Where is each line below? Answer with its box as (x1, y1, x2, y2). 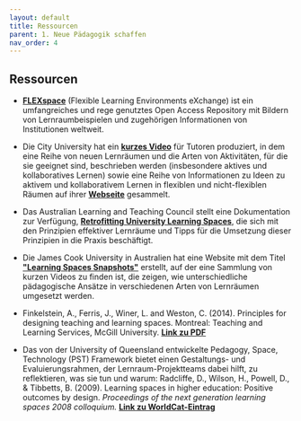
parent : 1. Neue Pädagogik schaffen (9, 30, 146, 39)
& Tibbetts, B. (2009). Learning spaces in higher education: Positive (22, 382, 274, 393)
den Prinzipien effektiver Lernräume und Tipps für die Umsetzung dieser (22, 225, 292, 236)
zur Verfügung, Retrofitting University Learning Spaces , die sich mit (22, 216, 279, 227)
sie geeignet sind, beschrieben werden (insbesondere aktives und (22, 161, 268, 171)
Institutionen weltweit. (22, 124, 105, 135)
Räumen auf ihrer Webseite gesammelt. (22, 189, 171, 200)
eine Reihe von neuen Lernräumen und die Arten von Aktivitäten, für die (22, 151, 288, 162)
